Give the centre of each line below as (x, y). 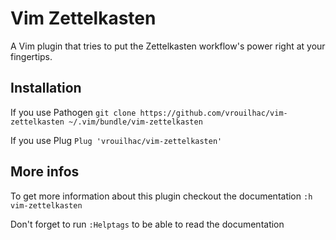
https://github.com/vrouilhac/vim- (213, 113)
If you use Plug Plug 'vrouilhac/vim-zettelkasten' (116, 140)
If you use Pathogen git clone (73, 112)
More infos (45, 172)
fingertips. (31, 56)
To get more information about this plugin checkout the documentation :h (161, 196)
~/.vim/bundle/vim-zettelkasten (135, 122)
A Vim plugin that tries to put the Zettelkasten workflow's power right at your (168, 46)
